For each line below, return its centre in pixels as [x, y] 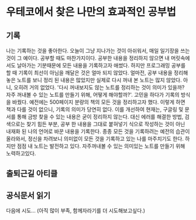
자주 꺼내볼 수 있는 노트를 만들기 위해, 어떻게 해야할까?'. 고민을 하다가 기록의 [93, 95]
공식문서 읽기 [28, 195]
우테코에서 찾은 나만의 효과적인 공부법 [91, 12]
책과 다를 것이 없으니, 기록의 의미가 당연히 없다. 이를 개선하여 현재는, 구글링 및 [95, 109]
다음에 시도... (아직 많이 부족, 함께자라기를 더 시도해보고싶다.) [75, 211]
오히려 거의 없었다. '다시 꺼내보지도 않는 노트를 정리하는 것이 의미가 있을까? [99, 87]
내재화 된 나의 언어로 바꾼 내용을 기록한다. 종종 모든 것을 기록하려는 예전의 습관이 [98, 131]
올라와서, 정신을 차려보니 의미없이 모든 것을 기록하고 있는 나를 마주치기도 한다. [95, 139]
